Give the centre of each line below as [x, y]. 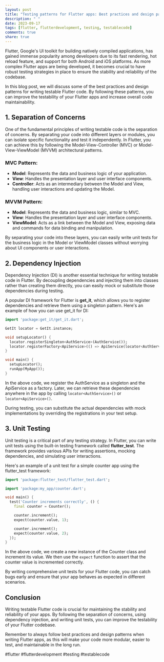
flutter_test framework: [28, 470]
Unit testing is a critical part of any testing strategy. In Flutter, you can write [81, 440]
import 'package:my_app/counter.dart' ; [46, 489]
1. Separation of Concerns [45, 117]
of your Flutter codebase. [31, 625]
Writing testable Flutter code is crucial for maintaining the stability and [76, 609]
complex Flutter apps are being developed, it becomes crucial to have [75, 66]
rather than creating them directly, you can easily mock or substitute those [80, 286]
